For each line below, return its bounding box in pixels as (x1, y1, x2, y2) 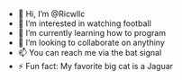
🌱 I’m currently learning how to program (17, 28, 167, 38)
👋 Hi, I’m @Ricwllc (17, 9, 86, 19)
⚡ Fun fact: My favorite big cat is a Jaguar (17, 61, 174, 71)
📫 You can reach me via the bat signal (17, 48, 162, 58)
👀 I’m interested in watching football (17, 18, 151, 29)
